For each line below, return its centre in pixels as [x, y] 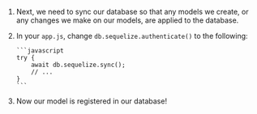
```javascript [40, 51]
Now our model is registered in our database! [92, 101]
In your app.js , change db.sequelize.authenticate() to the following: [132, 36]
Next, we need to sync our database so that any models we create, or [132, 12]
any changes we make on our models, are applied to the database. [127, 20]
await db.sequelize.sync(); [78, 65]
